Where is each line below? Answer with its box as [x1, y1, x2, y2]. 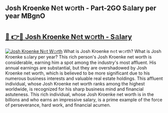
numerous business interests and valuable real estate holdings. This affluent [5, 75, 163, 81]
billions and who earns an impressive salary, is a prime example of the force [5, 97, 162, 102]
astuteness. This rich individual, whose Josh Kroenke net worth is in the [5, 91, 154, 97]
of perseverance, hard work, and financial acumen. [5, 102, 111, 108]
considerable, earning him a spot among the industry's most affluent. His [5, 59, 156, 65]
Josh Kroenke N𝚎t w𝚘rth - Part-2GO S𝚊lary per [5, 4, 157, 12]
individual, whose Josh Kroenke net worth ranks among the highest [5, 81, 145, 86]
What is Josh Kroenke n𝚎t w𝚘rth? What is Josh [63, 48, 162, 54]
